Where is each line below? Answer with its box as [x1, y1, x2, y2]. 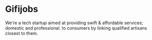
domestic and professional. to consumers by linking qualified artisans [5, 25, 148, 31]
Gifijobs [5, 3, 38, 15]
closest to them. [5, 30, 38, 36]
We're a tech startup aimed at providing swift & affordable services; [5, 20, 143, 26]
